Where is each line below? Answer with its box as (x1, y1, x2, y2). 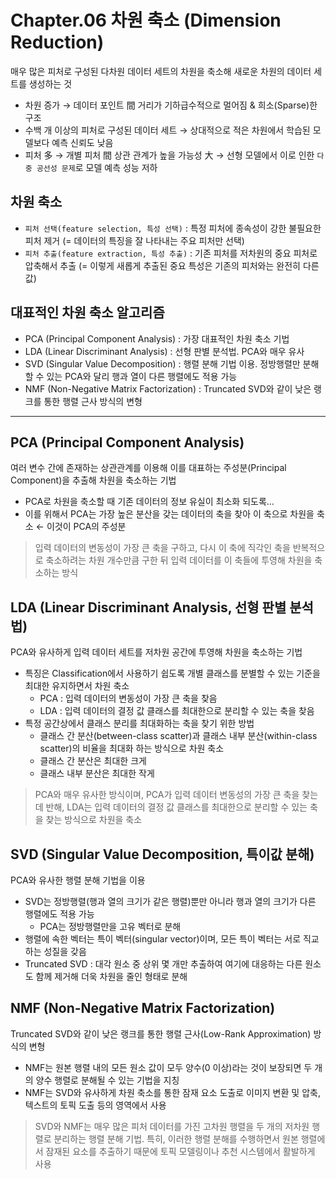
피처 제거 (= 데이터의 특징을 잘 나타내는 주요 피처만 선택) (24, 234, 245, 246)
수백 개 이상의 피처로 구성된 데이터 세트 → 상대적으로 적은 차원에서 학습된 (24, 124, 311, 136)
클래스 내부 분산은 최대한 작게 (39, 767, 155, 780)
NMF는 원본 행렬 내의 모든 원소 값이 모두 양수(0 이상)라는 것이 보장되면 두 (24, 1061, 313, 1073)
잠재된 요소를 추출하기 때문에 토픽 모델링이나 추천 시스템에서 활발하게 (45, 1145, 316, 1157)
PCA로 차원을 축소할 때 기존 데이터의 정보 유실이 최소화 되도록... (24, 496, 275, 508)
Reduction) (10, 31, 105, 54)
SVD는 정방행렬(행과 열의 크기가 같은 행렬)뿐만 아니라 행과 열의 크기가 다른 (24, 896, 317, 907)
